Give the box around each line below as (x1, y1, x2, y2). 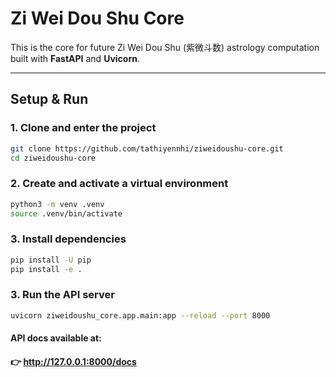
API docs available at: (10, 332, 102, 344)
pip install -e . (10, 264, 83, 274)
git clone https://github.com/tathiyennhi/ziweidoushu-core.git (10, 143, 284, 154)
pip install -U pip (10, 255, 92, 265)
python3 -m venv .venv (10, 199, 105, 209)
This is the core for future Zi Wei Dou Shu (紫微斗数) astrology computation (10, 41, 320, 53)
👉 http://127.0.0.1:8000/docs (10, 355, 137, 367)
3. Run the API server (10, 288, 115, 302)
